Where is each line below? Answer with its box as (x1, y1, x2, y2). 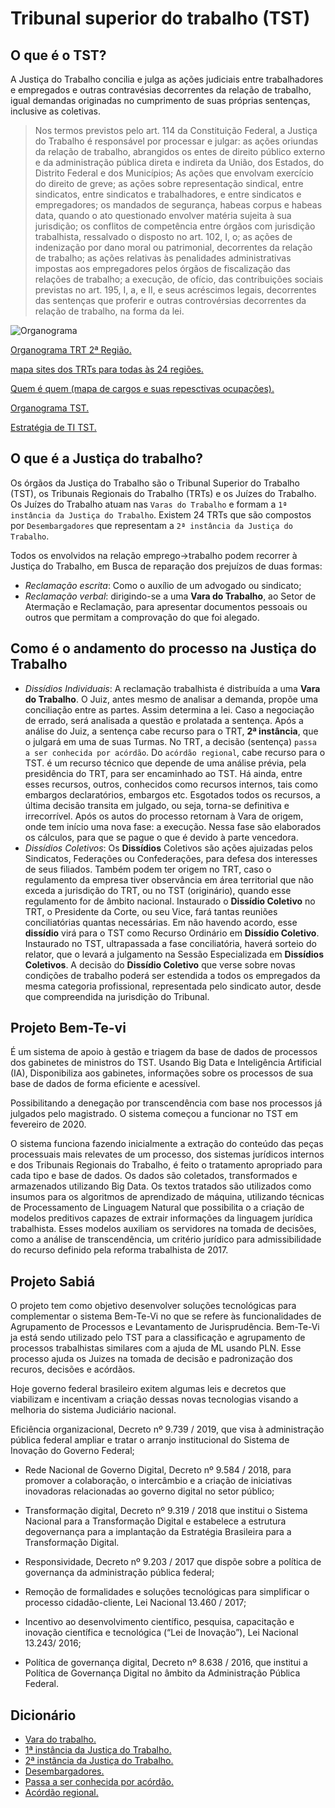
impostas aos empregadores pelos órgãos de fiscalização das (34, 263, 291, 274)
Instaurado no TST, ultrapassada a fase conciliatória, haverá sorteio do (24, 937, 317, 949)
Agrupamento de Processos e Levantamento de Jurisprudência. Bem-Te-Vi (10, 1321, 320, 1333)
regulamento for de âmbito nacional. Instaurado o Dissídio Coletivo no (24, 895, 316, 907)
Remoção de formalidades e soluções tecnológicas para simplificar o (24, 1586, 310, 1598)
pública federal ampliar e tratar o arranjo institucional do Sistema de (10, 1434, 290, 1446)
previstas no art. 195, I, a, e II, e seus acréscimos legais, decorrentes (34, 284, 317, 296)
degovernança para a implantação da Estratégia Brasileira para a (24, 1526, 292, 1538)
